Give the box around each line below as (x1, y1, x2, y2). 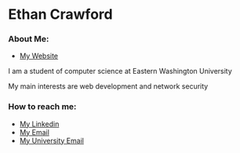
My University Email (19, 136, 85, 145)
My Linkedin (19, 119, 60, 129)
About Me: (8, 34, 49, 45)
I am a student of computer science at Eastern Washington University (8, 67, 233, 76)
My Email (19, 127, 49, 137)
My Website (19, 51, 59, 60)
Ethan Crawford (8, 5, 113, 24)
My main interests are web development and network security (8, 82, 209, 91)
